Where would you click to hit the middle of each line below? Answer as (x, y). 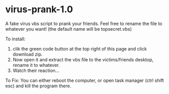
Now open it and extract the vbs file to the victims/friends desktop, (83, 59)
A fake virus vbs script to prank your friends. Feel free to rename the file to (84, 24)
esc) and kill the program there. (38, 86)
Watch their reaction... (36, 70)
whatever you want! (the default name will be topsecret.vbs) (68, 29)
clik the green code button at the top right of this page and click (80, 49)
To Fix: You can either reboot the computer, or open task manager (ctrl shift (85, 80)
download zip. (28, 54)
